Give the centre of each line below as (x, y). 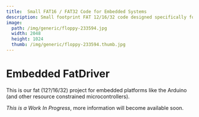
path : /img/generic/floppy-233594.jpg (60, 28)
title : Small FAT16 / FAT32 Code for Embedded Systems (76, 12)
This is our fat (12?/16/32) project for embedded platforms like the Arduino (97, 90)
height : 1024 (28, 39)
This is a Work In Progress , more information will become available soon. (95, 108)
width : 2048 (26, 34)
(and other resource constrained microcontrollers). (68, 96)
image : (14, 22)
